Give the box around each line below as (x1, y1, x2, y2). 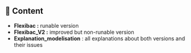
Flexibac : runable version (13, 22, 79, 29)
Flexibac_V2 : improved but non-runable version (13, 28, 134, 36)
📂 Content (5, 6, 44, 16)
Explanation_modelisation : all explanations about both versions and (13, 34, 186, 42)
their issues (13, 41, 43, 48)
